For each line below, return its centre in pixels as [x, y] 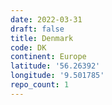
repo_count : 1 [40, 85]
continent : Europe [48, 57]
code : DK [28, 47]
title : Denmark [42, 38]
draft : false [37, 29]
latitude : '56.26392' [55, 66]
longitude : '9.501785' [57, 76]
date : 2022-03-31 [46, 19]
